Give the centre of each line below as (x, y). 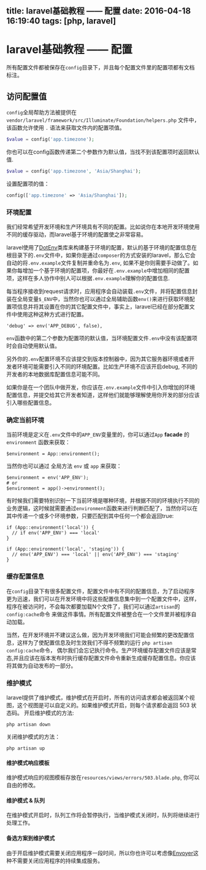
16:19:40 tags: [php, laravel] (61, 21)
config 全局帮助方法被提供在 (41, 112)
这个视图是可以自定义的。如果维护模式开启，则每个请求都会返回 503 (103, 705)
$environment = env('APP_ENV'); (48, 478)
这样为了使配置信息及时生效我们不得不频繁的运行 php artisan (95, 642)
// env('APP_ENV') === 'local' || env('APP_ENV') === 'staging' (96, 555)
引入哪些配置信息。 (31, 403)
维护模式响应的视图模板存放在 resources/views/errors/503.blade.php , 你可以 (103, 778)
